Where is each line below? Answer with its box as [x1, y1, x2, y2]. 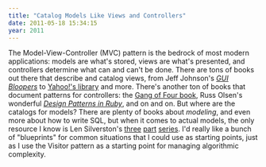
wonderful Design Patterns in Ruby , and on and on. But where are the [8, 99, 236, 108]
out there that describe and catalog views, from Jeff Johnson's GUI [8, 73, 229, 83]
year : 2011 [8, 26, 44, 34]
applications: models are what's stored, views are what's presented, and [8, 56, 245, 66]
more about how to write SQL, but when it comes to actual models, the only [8, 116, 255, 126]
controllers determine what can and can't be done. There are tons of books [8, 65, 255, 75]
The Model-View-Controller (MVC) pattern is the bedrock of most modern [8, 49, 250, 58]
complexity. [8, 150, 46, 159]
